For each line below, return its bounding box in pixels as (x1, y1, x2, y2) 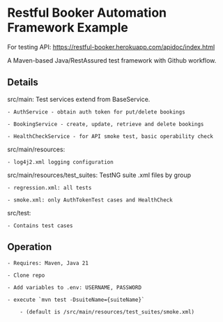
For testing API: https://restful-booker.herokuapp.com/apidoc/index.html (7, 43, 215, 51)
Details (7, 77, 38, 89)
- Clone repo (7, 272, 45, 279)
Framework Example (7, 20, 129, 36)
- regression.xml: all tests (7, 184, 92, 191)
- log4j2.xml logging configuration (7, 158, 114, 165)
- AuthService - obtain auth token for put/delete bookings (7, 108, 186, 116)
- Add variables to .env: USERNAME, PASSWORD (7, 284, 141, 291)
